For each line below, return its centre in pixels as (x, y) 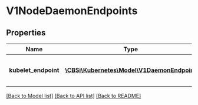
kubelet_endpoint (34, 70)
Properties (26, 33)
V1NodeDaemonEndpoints (72, 11)
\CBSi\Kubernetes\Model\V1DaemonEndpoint (131, 70)
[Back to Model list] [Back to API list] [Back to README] (74, 96)
